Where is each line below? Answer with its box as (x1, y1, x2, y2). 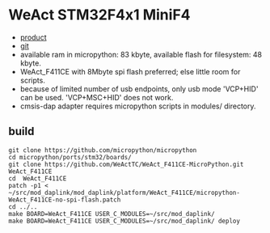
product (19, 32, 47, 42)
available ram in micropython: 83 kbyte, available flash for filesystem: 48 (19, 49, 263, 59)
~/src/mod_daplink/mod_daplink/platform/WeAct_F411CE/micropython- (8, 189, 241, 197)
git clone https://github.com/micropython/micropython (8, 146, 197, 155)
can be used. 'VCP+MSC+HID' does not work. (19, 92, 174, 102)
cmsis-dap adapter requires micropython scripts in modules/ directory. (19, 101, 256, 111)
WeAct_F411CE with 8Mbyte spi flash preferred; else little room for (19, 66, 241, 76)
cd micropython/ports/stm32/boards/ (8, 153, 132, 161)
